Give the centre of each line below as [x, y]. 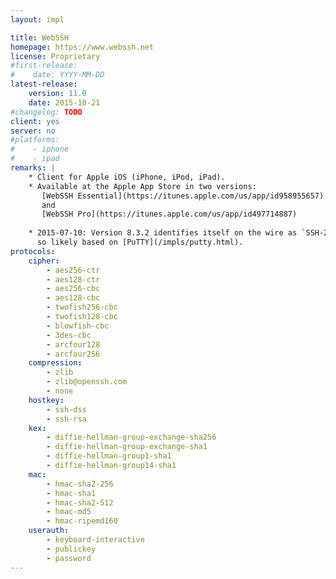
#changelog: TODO [46, 112]
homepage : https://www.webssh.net [82, 47]
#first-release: [44, 66]
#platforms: [35, 140]
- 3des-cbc [69, 335]
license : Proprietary [55, 56]
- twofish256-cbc [82, 307]
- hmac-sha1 [71, 493]
